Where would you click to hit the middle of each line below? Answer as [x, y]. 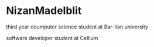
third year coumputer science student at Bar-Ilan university [77, 27]
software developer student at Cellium [52, 38]
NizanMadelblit [44, 11]
